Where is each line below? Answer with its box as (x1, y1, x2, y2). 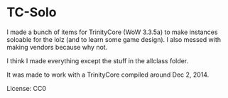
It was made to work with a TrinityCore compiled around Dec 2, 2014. (6, 70, 210, 79)
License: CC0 (6, 84, 47, 92)
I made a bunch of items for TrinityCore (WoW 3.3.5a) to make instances (6, 28, 218, 36)
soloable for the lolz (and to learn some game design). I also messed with (6, 35, 222, 43)
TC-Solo (6, 4, 57, 21)
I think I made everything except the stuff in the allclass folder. (6, 56, 189, 65)
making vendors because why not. (6, 43, 108, 51)
